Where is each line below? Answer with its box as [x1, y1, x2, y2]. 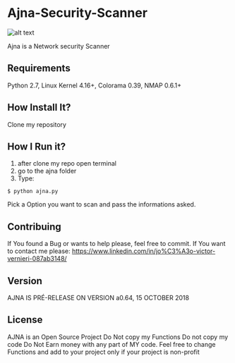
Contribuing [7, 221, 61, 233]
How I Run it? [7, 140, 66, 152]
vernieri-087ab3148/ [7, 254, 67, 263]
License [7, 314, 43, 326]
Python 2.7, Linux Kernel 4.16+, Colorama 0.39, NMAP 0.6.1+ [7, 81, 182, 90]
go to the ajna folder [17, 167, 77, 176]
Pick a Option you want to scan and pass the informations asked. [7, 200, 196, 209]
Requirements [7, 62, 71, 75]
